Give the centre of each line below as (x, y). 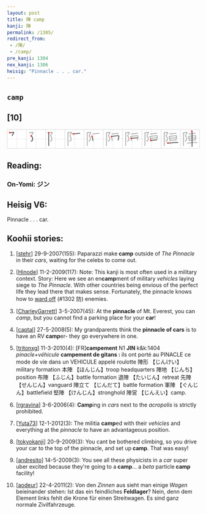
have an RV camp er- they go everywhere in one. (77, 336)
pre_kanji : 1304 (28, 58)
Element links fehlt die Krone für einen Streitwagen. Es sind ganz (97, 498)
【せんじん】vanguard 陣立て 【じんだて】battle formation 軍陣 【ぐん (104, 384)
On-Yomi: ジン (28, 184)
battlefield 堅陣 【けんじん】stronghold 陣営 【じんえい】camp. (107, 392)
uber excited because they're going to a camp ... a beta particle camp (103, 466)
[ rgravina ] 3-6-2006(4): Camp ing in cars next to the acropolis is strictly (106, 405)
